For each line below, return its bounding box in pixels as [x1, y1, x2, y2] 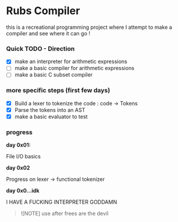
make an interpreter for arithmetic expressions [14, 58, 128, 65]
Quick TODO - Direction [6, 44, 75, 52]
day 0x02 [6, 164, 31, 171]
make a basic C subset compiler [14, 71, 93, 78]
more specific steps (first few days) [6, 87, 110, 95]
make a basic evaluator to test [14, 113, 88, 120]
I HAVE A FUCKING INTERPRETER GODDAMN [6, 198, 117, 206]
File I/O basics [6, 153, 41, 160]
